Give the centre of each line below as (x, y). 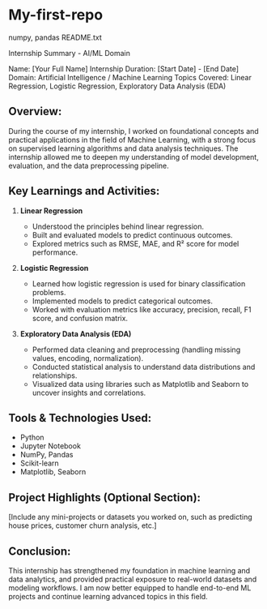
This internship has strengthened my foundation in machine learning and (129, 570)
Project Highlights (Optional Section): (104, 497)
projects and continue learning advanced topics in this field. (108, 596)
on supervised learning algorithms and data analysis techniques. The (123, 148)
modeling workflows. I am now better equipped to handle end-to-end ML (130, 588)
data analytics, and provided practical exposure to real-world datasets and (133, 579)
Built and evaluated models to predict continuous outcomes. (132, 235)
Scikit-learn (39, 463)
